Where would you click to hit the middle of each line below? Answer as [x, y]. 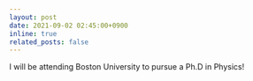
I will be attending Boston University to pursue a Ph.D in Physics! [127, 67]
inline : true [33, 33]
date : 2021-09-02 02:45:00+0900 [69, 26]
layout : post [33, 17]
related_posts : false [49, 42]
